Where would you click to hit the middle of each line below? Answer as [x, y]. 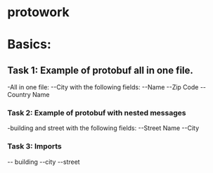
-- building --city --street [44, 162]
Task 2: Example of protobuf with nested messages [97, 113]
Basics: [29, 45]
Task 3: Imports [34, 146]
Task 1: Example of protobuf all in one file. [100, 70]
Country [19, 95]
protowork [38, 12]
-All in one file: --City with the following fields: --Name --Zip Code [103, 87]
